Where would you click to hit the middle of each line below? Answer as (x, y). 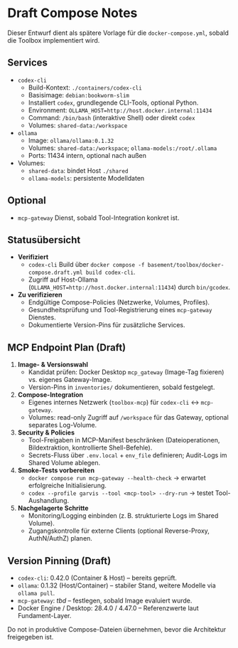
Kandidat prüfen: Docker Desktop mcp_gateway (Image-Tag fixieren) (126, 372)
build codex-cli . (110, 272)
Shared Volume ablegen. (64, 463)
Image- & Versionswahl (53, 365)
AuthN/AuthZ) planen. (60, 538)
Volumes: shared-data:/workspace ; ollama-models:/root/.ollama (123, 148)
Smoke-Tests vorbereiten (56, 470)
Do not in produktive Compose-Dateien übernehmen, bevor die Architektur (117, 630)
